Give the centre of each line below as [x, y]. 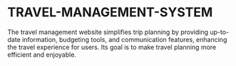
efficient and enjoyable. [42, 55]
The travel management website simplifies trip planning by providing [108, 32]
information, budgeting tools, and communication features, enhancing [124, 39]
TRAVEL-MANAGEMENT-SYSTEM [110, 12]
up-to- [220, 32]
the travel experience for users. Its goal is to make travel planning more [112, 47]
